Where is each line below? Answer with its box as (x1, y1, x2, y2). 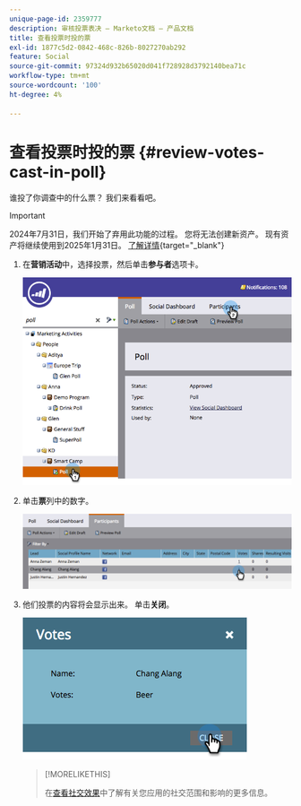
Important (9, 211, 46, 221)
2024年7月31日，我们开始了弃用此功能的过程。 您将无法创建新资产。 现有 (9, 229, 281, 239)
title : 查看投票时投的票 (9, 33, 91, 42)
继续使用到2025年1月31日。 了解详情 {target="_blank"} (24, 240, 225, 251)
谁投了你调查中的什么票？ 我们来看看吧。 (9, 193, 161, 204)
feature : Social (9, 52, 70, 62)
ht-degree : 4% (9, 90, 63, 99)
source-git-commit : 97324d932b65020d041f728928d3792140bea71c (9, 62, 246, 71)
